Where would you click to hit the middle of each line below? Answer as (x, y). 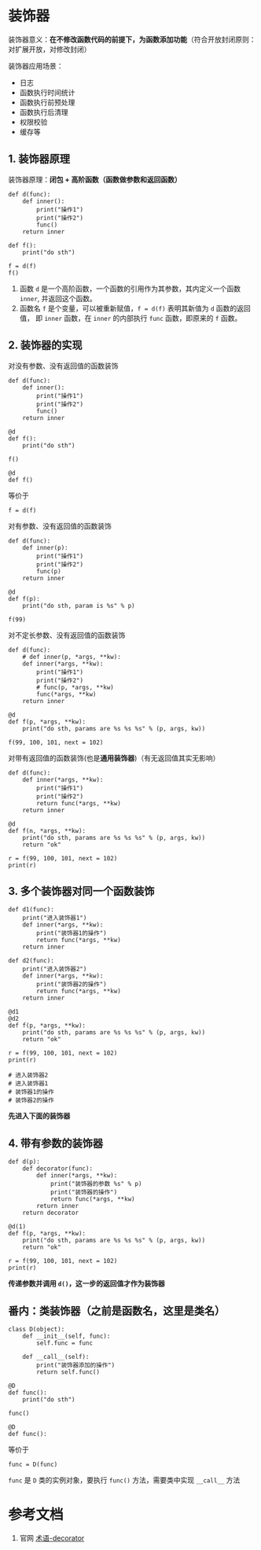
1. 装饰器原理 (39, 159)
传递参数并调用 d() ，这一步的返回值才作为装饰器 (86, 1283)
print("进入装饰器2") (55, 969)
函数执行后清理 (44, 112)
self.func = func (64, 1343)
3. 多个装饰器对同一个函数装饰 (81, 891)
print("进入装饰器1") (55, 918)
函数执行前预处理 (47, 102)
